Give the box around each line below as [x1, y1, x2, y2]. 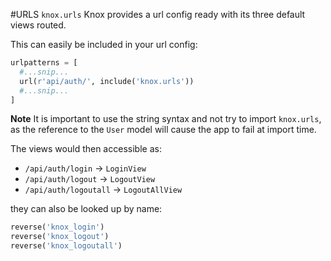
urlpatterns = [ [10, 58, 78, 68]
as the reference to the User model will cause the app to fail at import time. [10, 124, 317, 136]
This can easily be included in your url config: [10, 39, 198, 50]
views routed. [10, 19, 67, 31]
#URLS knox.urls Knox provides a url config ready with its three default [10, 9, 306, 20]
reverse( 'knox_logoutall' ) [10, 241, 123, 251]
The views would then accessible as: [10, 143, 162, 155]
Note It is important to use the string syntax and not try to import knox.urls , [10, 113, 322, 125]
